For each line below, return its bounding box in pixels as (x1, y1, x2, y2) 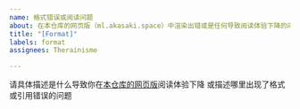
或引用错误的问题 (9, 90, 72, 101)
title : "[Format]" (9, 29, 78, 38)
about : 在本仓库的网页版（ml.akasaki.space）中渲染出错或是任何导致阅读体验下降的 (9, 21, 287, 30)
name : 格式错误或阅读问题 (9, 12, 94, 22)
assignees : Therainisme (9, 46, 98, 55)
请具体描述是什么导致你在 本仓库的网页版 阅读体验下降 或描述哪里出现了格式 (9, 79, 286, 90)
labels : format (9, 37, 66, 47)
